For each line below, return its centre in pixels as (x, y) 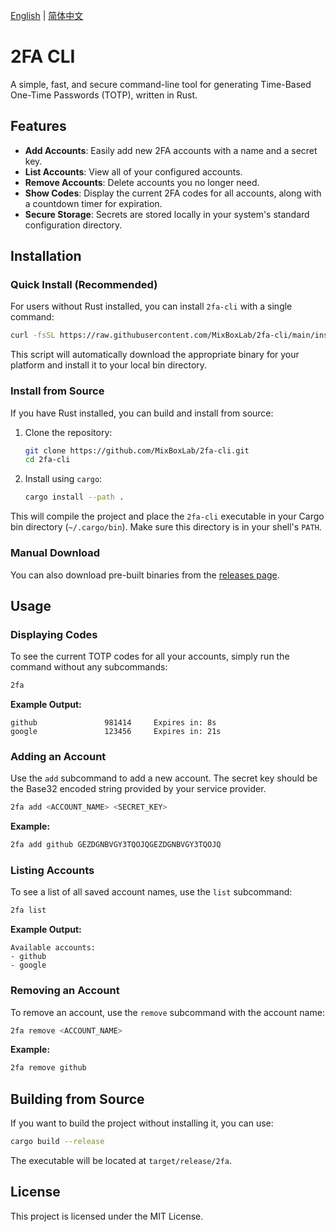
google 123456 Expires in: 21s (116, 732)
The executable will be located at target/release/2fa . (121, 1161)
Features (38, 126)
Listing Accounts (52, 871)
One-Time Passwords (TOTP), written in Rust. (104, 95)
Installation (46, 256)
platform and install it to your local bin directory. (109, 365)
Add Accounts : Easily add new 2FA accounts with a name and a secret (171, 150)
